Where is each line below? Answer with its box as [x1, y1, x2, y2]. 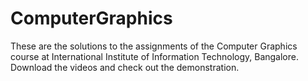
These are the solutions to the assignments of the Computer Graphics [10, 40, 298, 52]
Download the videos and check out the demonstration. [10, 61, 240, 73]
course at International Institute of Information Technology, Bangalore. [10, 50, 299, 62]
